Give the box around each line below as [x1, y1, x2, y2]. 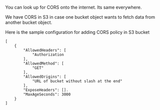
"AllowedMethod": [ [23, 61, 64, 66]
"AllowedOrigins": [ [23, 74, 66, 79]
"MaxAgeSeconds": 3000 [23, 92, 71, 97]
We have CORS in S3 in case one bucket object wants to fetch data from [5, 14, 155, 20]
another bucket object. [5, 20, 52, 25]
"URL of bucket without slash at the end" [32, 79, 123, 84]
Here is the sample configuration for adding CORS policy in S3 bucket [5, 29, 150, 35]
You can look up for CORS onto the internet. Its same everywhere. [5, 5, 142, 10]
